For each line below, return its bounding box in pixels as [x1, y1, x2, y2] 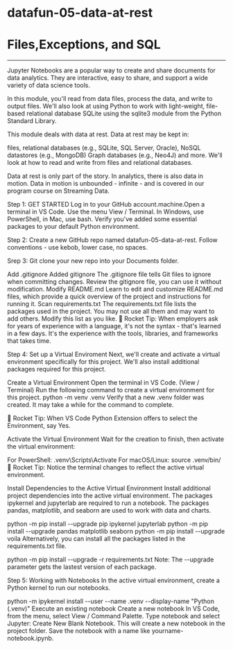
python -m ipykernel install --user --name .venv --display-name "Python [7, 597, 215, 606]
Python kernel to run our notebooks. [7, 584, 111, 592]
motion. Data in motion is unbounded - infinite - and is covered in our [7, 179, 205, 188]
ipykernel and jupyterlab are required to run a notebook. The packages [7, 499, 209, 507]
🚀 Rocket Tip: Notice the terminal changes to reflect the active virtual [7, 463, 205, 472]
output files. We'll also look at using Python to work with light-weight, [7, 102, 205, 111]
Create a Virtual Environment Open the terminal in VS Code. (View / [7, 378, 200, 387]
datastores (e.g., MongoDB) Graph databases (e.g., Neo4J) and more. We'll [7, 151, 223, 159]
